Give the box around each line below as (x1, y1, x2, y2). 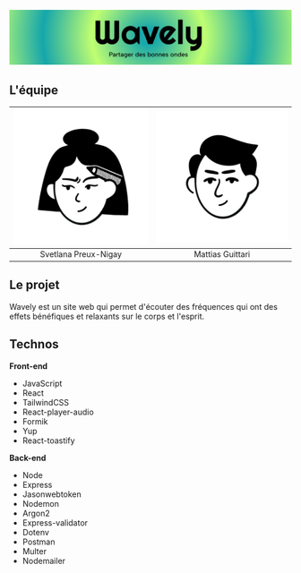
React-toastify (21, 435, 75, 446)
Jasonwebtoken (21, 489, 82, 500)
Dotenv (21, 526, 49, 537)
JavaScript (21, 378, 63, 389)
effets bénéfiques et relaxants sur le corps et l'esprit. (9, 311, 205, 321)
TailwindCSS (21, 397, 70, 407)
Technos (9, 337, 60, 352)
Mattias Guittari (193, 249, 251, 260)
